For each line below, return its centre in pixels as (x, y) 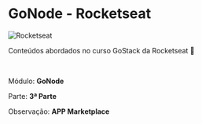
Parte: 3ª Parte (33, 96)
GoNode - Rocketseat (80, 14)
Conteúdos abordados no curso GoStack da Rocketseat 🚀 (101, 50)
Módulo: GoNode (36, 81)
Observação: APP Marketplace (59, 111)
